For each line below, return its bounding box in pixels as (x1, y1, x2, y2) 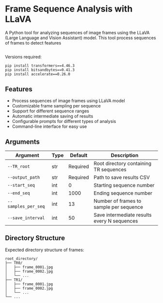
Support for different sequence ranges (12, 108, 89, 114)
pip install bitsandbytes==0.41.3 (5, 68, 75, 73)
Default (70, 151, 88, 158)
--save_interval (7, 215, 45, 221)
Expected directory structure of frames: (5, 247, 84, 253)
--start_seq (7, 182, 35, 188)
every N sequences (94, 217, 138, 224)
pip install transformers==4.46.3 (5, 63, 75, 68)
